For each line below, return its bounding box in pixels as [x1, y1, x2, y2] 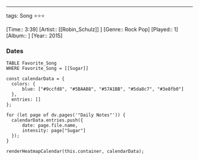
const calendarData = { [6, 76, 65, 82]
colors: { [11, 81, 36, 87]
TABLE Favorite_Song [6, 60, 57, 66]
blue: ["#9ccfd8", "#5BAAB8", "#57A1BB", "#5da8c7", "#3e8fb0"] [21, 87, 184, 92]
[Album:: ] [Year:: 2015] [6, 32, 63, 39]
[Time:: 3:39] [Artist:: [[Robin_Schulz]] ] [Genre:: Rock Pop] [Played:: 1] [6, 26, 179, 33]
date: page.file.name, [21, 123, 78, 129]
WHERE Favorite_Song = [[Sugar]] [6, 66, 89, 72]
